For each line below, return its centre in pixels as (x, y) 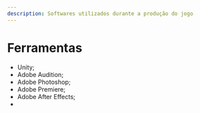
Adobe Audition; (40, 74)
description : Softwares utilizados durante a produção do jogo (100, 14)
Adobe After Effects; (46, 96)
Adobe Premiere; (41, 89)
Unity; (26, 67)
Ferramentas (45, 47)
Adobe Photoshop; (44, 82)
